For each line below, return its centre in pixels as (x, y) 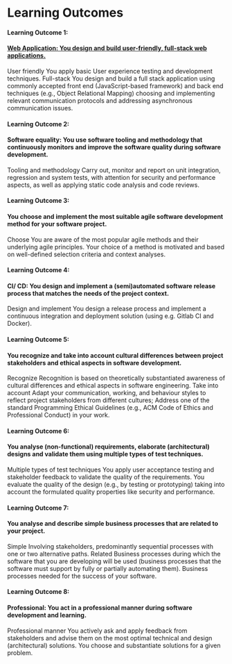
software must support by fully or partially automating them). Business (108, 568)
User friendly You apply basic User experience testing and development (110, 71)
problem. (20, 653)
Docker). (20, 324)
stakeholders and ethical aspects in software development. (95, 363)
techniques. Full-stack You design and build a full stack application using (111, 78)
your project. (26, 531)
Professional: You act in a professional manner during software (100, 607)
